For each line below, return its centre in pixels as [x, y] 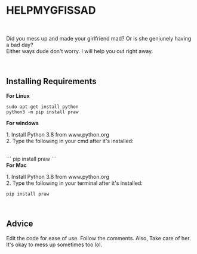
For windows [22, 123]
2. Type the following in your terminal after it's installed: [75, 183]
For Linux [18, 95]
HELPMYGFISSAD [51, 10]
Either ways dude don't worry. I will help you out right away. [80, 51]
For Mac [16, 165]
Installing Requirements [51, 81]
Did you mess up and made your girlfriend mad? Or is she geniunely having [99, 38]
